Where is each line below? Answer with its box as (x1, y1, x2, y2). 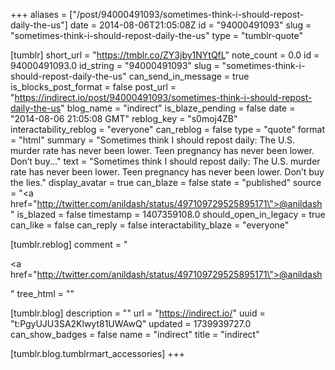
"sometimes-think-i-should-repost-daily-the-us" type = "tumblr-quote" (10, 30, 303, 41)
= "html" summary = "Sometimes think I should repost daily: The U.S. (10, 134, 295, 146)
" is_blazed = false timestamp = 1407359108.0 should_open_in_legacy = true (10, 209, 326, 220)
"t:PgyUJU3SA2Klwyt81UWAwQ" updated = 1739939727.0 (10, 318, 252, 329)
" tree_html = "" (10, 288, 75, 299)
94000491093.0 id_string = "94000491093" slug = (10, 60, 220, 71)
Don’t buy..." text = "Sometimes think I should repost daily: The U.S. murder (10, 155, 321, 167)
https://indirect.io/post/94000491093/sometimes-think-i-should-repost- (14, 92, 313, 103)
